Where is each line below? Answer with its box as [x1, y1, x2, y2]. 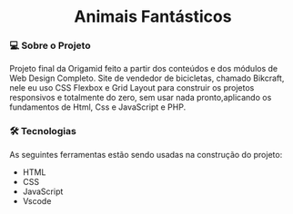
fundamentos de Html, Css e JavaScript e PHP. [9, 102, 187, 112]
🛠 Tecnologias [9, 125, 77, 138]
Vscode [22, 195, 52, 206]
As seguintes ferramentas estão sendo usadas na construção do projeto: [9, 149, 283, 160]
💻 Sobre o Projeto [9, 39, 91, 52]
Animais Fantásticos [74, 6, 232, 27]
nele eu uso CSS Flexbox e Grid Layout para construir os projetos [9, 83, 255, 93]
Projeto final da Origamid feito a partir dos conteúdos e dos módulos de [9, 63, 278, 74]
